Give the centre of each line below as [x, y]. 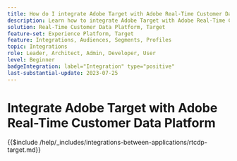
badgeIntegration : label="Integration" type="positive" [91, 66]
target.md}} [24, 150]
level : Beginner [31, 60]
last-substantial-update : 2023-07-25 [63, 73]
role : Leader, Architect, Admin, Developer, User [82, 54]
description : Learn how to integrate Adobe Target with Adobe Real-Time [116, 20]
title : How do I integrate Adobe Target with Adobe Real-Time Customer [115, 14]
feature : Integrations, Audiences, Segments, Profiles [90, 40]
